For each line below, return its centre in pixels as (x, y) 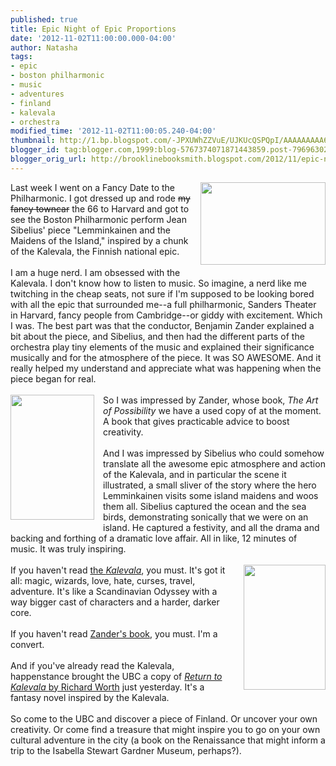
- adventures (37, 94)
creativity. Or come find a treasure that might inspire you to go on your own (165, 729)
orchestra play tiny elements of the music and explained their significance (162, 347)
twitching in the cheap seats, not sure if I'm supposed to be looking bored (162, 293)
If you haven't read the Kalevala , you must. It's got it (118, 570)
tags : (21, 57)
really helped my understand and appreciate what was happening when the (166, 368)
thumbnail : (33, 141)
